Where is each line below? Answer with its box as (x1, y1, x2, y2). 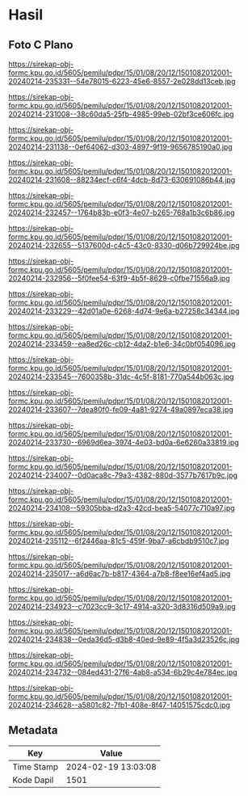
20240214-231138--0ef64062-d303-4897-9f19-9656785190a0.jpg (8, 142, 233, 151)
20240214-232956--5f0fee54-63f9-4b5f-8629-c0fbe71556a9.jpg (8, 273, 230, 283)
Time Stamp (12, 761, 59, 773)
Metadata (8, 723, 58, 737)
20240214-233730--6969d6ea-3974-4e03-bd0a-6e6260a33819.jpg (8, 438, 240, 447)
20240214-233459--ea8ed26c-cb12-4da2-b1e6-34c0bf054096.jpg (8, 339, 236, 348)
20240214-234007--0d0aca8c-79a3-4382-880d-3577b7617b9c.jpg (8, 470, 238, 480)
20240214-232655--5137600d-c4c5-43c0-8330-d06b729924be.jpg (8, 241, 240, 250)
